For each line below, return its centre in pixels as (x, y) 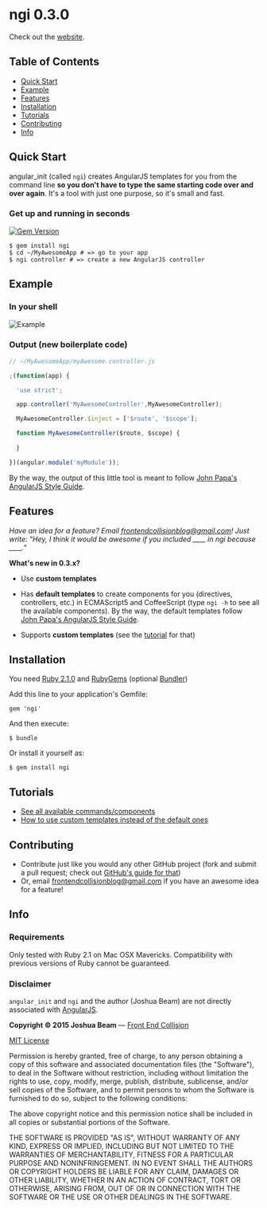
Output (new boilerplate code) (68, 344)
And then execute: (39, 724)
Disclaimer (30, 984)
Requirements (37, 937)
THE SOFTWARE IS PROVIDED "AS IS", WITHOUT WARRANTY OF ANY (125, 1137)
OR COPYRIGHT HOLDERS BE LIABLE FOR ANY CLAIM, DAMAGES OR (124, 1171)
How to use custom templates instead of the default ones (114, 820)
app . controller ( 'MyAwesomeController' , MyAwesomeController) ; (120, 404)
